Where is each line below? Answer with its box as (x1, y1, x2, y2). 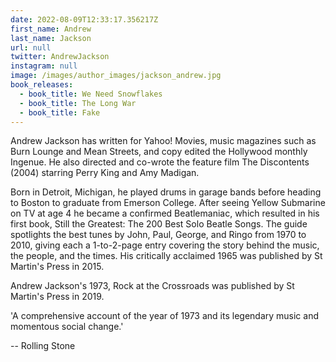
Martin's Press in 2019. (10, 291, 105, 303)
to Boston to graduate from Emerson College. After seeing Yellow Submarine (10, 197, 326, 209)
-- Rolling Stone (10, 340, 76, 352)
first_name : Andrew (10, 24, 92, 34)
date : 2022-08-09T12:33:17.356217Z (10, 14, 159, 25)
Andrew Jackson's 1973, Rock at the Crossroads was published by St (10, 280, 295, 292)
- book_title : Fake (19, 107, 101, 118)
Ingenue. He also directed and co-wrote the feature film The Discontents (10, 156, 310, 168)
